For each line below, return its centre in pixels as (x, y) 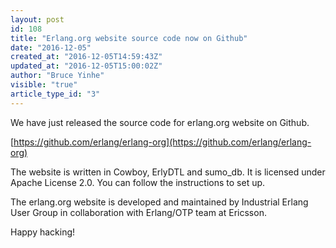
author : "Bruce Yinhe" (57, 76)
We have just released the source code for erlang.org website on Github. (160, 122)
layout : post (37, 19)
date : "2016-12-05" (51, 47)
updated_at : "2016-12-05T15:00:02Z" (86, 66)
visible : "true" (44, 85)
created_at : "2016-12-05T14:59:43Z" (86, 57)
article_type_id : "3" (55, 94)
